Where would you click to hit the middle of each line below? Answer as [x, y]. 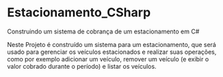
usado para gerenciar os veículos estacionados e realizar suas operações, [112, 52]
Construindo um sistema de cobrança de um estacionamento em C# [103, 31]
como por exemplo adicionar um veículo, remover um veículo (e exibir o [108, 59]
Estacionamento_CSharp [79, 13]
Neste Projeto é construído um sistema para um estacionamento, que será [112, 44]
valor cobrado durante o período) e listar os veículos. [82, 66]
